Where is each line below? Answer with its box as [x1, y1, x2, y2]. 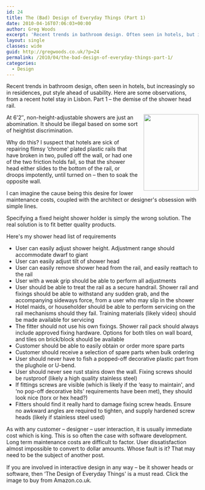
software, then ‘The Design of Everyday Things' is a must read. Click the [6, 470, 189, 478]
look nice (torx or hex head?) [15, 394, 88, 401]
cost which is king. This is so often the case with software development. [6, 432, 188, 439]
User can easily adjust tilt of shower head [15, 258, 120, 265]
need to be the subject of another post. [6, 451, 105, 459]
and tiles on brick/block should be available [15, 336, 124, 343]
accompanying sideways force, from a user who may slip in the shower [15, 297, 195, 304]
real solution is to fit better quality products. [6, 221, 117, 228]
